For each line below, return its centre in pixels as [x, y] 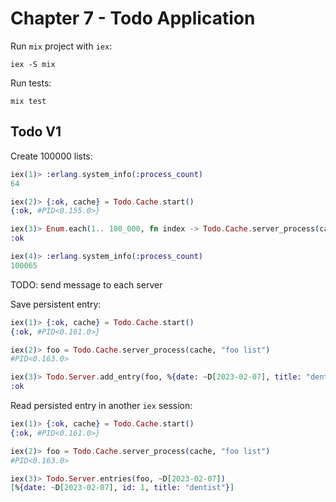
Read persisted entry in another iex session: [101, 405]
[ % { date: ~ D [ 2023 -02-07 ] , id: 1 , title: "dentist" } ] [122, 488]
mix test [28, 101]
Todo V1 [36, 132]
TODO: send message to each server [86, 284]
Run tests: [31, 83]
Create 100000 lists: [51, 156]
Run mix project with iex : [61, 46]
